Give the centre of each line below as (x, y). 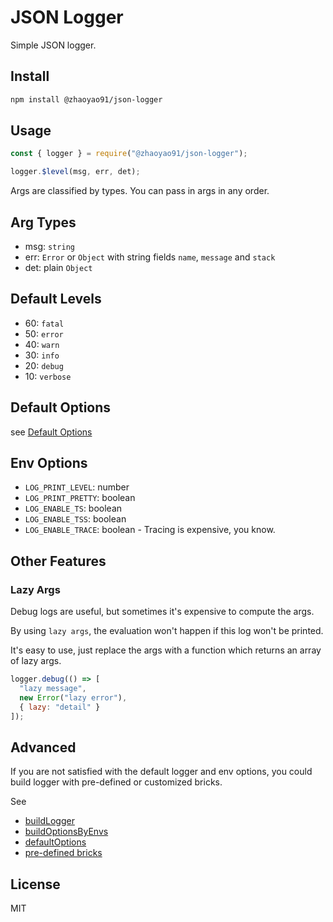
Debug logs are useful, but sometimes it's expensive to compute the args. (162, 612)
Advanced (43, 747)
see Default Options (51, 432)
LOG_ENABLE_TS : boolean (73, 508)
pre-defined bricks (63, 853)
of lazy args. (36, 661)
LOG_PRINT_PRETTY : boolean (80, 498)
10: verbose (48, 376)
